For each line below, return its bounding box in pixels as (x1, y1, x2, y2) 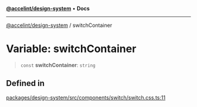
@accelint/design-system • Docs (6, 5, 90, 12)
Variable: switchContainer (6, 42, 137, 56)
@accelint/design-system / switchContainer (6, 22, 113, 29)
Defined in (6, 78, 45, 88)
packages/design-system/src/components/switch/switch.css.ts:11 (6, 94, 166, 101)
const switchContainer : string (20, 61, 96, 68)
